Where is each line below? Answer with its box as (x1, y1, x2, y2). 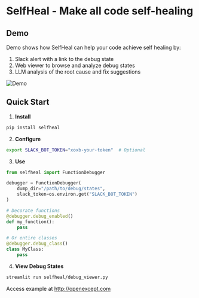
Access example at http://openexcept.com (6, 285, 111, 292)
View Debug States (14, 262, 64, 270)
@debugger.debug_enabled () (6, 213, 74, 219)
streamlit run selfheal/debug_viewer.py (6, 274, 109, 280)
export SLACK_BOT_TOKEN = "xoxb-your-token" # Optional (6, 147, 146, 153)
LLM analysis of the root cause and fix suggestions (14, 68, 141, 75)
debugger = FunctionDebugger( (6, 180, 82, 186)
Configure (14, 135, 41, 142)
